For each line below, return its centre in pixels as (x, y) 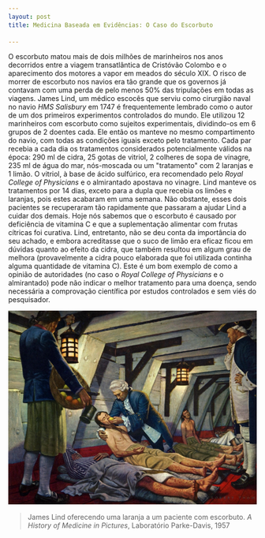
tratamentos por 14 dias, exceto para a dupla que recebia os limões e (120, 191)
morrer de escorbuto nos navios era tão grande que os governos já (117, 82)
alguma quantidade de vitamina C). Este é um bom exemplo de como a (123, 266)
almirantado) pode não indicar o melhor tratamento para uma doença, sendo (132, 283)
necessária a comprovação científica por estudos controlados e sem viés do (132, 291)
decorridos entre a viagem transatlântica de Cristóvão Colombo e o (118, 65)
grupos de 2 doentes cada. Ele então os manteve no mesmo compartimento (131, 132)
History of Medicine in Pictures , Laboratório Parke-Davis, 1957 (129, 525)
